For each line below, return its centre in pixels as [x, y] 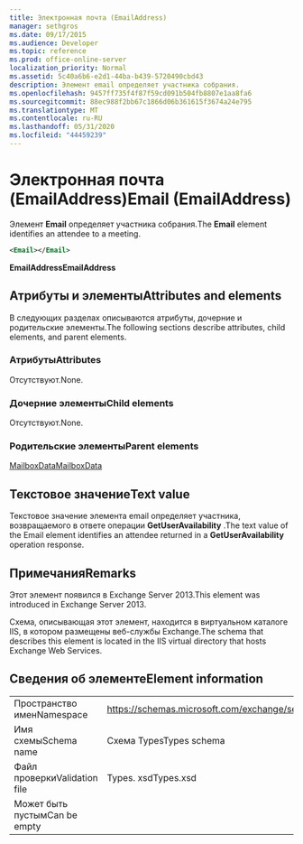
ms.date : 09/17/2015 [48, 34]
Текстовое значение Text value [100, 494]
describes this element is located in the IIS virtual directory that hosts [138, 641]
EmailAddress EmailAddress [63, 267]
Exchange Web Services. [56, 651]
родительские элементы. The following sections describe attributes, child [147, 327]
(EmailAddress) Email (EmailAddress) [150, 199]
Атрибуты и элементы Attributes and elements [146, 296]
